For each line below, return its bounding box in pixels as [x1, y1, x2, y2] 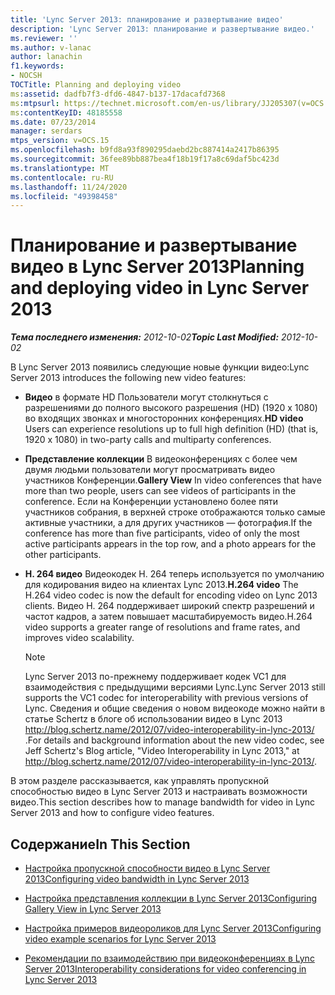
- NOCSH [10, 71, 43, 81]
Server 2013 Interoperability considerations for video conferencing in [24, 963, 307, 975]
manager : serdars [10, 126, 83, 136]
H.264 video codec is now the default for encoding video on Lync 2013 [24, 589, 318, 601]
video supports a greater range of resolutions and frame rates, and [24, 621, 301, 633]
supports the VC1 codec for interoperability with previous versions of [24, 692, 309, 704]
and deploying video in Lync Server [10, 277, 310, 300]
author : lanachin [10, 52, 83, 62]
